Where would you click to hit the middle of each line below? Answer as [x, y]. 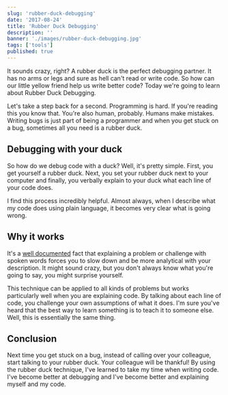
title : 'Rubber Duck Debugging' [53, 26]
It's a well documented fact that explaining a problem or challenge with [107, 253]
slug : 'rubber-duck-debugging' [52, 13]
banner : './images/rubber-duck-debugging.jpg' [74, 39]
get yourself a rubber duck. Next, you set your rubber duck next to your [108, 173]
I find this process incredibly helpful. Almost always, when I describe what [112, 201]
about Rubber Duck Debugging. [52, 92]
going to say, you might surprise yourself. [66, 275]
